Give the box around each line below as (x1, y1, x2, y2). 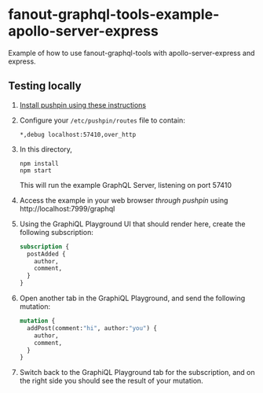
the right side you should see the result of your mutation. (19, 376, 204, 386)
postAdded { (27, 250, 66, 258)
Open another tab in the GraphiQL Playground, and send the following (19, 293, 246, 303)
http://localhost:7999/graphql (19, 204, 115, 213)
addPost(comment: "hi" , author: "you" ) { (27, 324, 158, 332)
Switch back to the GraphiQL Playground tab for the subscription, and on (19, 368, 255, 377)
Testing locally (8, 79, 82, 93)
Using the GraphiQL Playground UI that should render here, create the (19, 219, 246, 229)
